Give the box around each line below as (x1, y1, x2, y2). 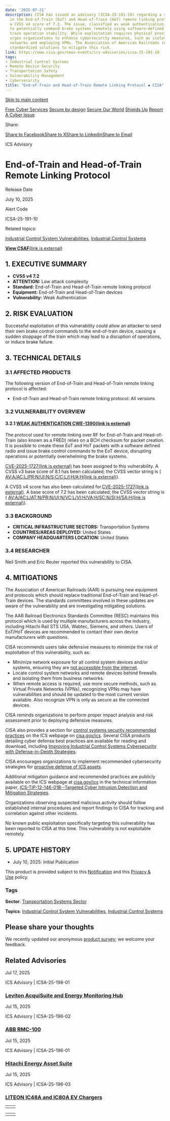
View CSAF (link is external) (5, 245, 63, 251)
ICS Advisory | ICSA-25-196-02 (5, 1013, 71, 1019)
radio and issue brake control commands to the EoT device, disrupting (5, 448, 152, 454)
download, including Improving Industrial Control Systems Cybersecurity (5, 743, 157, 749)
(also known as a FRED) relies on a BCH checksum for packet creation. (17, 437, 165, 443)
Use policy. (5, 874, 29, 880)
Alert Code (5, 206, 28, 212)
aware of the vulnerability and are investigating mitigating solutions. (5, 603, 147, 609)
